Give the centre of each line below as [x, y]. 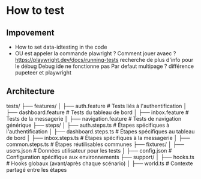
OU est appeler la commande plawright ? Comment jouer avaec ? [95, 53]
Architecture [31, 92]
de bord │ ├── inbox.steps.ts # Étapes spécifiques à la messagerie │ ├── [98, 138]
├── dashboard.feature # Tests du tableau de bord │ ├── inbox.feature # [97, 112]
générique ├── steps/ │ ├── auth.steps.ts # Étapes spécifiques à [88, 125]
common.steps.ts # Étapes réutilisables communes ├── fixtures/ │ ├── [95, 144]
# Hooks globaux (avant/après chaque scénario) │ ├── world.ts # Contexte [100, 163]
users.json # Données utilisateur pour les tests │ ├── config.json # [89, 150]
